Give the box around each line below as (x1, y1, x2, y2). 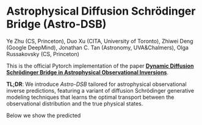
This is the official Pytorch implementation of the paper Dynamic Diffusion (6, 62, 194, 70)
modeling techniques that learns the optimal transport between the (6, 93, 175, 101)
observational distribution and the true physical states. (6, 99, 143, 107)
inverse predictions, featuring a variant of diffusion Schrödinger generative (6, 87, 194, 94)
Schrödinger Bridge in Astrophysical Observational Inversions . (6, 68, 169, 76)
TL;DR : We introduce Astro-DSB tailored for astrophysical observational (6, 80, 187, 88)
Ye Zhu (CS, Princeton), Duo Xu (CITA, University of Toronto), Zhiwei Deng (6, 37, 193, 45)
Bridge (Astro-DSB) (6, 17, 107, 31)
